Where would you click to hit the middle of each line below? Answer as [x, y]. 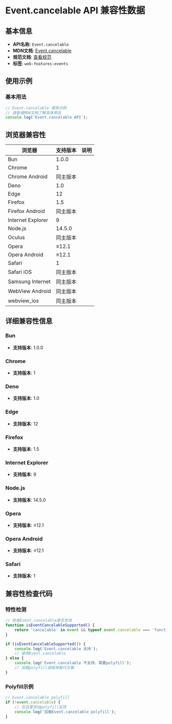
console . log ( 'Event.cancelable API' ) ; [47, 118]
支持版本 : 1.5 [26, 449]
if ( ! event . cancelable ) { [33, 702]
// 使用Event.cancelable [40, 653]
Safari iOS [20, 272]
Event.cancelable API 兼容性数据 [75, 10]
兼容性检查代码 [29, 594]
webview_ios [24, 301]
